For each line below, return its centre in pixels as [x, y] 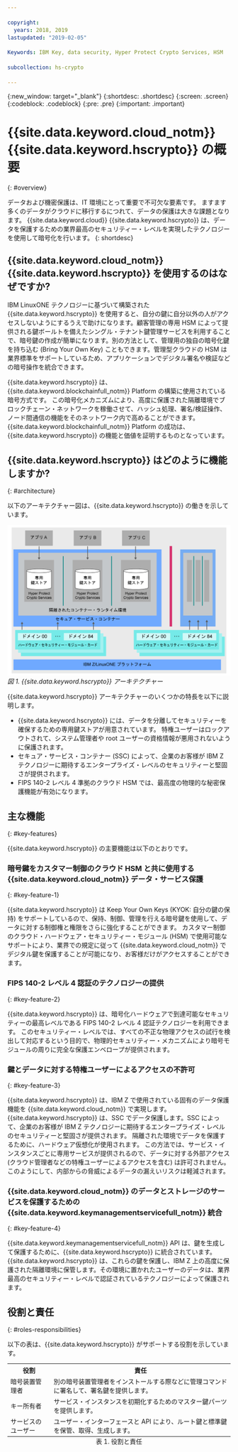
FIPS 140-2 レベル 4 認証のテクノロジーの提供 [86, 983]
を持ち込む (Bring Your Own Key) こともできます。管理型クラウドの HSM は [118, 350]
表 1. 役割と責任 [119, 1441]
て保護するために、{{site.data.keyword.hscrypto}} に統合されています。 [112, 1252]
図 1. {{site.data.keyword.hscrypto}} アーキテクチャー [85, 681]
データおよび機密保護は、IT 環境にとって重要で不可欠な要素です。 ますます [117, 202]
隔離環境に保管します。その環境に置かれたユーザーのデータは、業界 [131, 1270]
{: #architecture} [31, 491]
